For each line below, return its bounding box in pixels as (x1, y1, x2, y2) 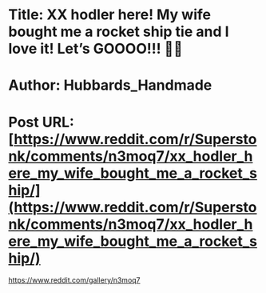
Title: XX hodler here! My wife (8, 6, 212, 24)
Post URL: (8, 113, 74, 131)
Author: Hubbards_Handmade (8, 76, 212, 94)
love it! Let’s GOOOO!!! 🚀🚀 (8, 40, 184, 58)
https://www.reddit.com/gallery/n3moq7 (8, 275, 141, 285)
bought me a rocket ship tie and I (8, 22, 229, 41)
